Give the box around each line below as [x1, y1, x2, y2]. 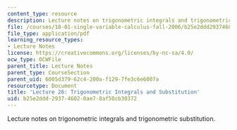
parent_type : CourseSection [7, 69, 90, 76]
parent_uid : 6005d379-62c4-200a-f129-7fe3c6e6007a [7, 75, 159, 83]
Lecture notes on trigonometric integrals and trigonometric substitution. [7, 115, 216, 123]
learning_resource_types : [7, 37, 83, 44]
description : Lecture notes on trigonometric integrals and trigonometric [7, 17, 232, 24]
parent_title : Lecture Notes [7, 63, 93, 70]
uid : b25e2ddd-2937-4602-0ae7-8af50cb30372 [7, 96, 138, 103]
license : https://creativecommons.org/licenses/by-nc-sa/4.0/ [7, 50, 194, 57]
